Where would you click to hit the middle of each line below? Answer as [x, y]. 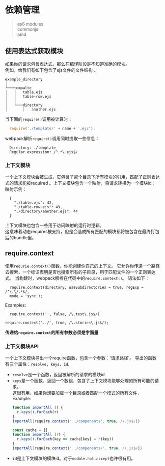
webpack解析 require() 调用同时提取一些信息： [52, 138]
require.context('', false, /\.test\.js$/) [55, 314]
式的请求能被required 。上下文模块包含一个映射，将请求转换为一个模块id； [81, 183]
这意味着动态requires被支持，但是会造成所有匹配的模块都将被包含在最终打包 [82, 231]
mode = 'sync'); [26, 296]
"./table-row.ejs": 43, [38, 207]
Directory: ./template [33, 148]
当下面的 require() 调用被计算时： [39, 119]
